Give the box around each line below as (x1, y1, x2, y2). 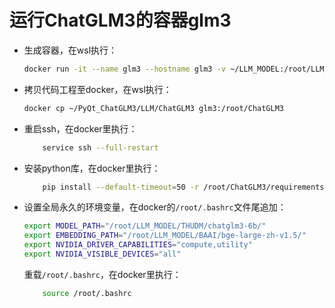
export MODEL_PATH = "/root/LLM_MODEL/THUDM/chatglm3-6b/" (23, 221, 267, 231)
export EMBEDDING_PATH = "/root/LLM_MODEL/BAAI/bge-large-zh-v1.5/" (23, 231, 307, 241)
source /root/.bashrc (42, 288, 132, 298)
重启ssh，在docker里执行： (23, 122, 138, 135)
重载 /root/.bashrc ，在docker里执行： (23, 268, 182, 280)
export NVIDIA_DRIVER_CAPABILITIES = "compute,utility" (23, 240, 253, 250)
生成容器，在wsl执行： (23, 44, 118, 56)
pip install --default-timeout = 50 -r (42, 182, 200, 192)
